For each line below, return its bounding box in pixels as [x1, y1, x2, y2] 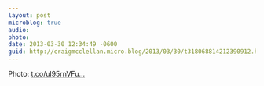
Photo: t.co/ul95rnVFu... [8, 70, 86, 78]
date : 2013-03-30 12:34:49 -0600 [8, 41, 118, 48]
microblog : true [8, 19, 61, 27]
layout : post [8, 11, 51, 20]
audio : [8, 26, 30, 34]
